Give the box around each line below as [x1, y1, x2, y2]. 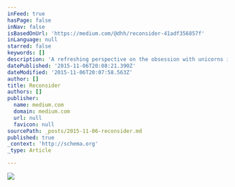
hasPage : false [7, 17, 52, 24]
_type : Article [7, 147, 52, 154]
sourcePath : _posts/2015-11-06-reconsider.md [7, 127, 142, 134]
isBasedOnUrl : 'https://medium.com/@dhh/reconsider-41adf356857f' [7, 29, 205, 37]
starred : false [7, 43, 52, 50]
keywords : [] [7, 50, 45, 57]
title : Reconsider [7, 82, 61, 89]
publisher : [7, 95, 39, 102]
